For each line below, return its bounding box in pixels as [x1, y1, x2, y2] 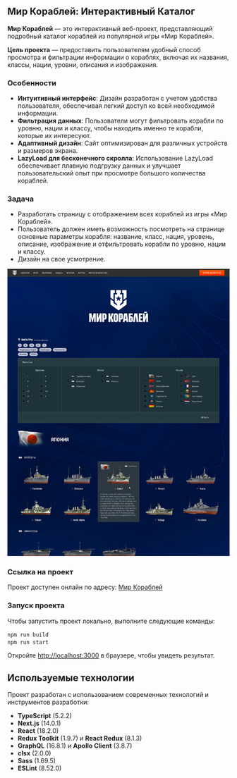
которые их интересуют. [17, 132, 92, 140]
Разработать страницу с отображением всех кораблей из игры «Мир [17, 210, 228, 218]
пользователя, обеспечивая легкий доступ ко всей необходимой [17, 101, 215, 110]
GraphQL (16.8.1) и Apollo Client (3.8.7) [17, 741, 133, 750]
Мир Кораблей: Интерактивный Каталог [7, 6, 195, 18]
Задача [7, 194, 34, 204]
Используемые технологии [7, 672, 135, 684]
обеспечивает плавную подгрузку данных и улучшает [17, 161, 181, 170]
